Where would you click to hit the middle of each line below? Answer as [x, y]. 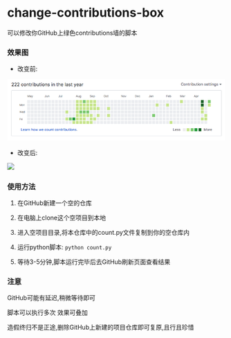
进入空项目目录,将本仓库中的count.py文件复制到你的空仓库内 [103, 233]
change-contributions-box [86, 13]
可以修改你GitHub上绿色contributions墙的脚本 [72, 33]
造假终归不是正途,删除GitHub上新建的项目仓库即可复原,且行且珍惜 [101, 328]
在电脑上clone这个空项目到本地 [62, 218]
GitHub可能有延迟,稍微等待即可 [51, 298]
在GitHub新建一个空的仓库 [54, 203]
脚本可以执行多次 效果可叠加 [47, 312]
